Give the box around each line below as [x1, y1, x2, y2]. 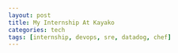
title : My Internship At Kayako [8, 19, 115, 26]
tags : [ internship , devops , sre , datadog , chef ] [8, 33, 172, 41]
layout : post [8, 11, 51, 19]
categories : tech [8, 26, 66, 34]
